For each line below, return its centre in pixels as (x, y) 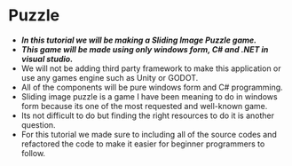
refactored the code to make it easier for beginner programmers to (143, 144)
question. (38, 124)
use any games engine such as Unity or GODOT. (110, 77)
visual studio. (47, 59)
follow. (33, 153)
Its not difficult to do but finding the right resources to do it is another (147, 115)
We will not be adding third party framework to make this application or (151, 68)
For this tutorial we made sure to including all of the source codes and (149, 134)
